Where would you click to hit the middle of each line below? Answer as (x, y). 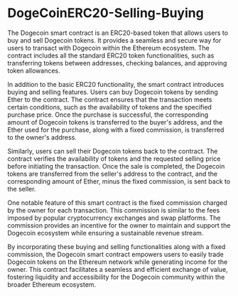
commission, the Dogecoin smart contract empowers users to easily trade (115, 254)
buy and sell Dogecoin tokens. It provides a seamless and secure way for (114, 40)
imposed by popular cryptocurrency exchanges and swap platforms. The (114, 218)
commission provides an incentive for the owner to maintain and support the (119, 225)
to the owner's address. (42, 137)
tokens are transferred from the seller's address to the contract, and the (113, 174)
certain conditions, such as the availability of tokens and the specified (109, 107)
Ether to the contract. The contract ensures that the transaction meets (110, 99)
